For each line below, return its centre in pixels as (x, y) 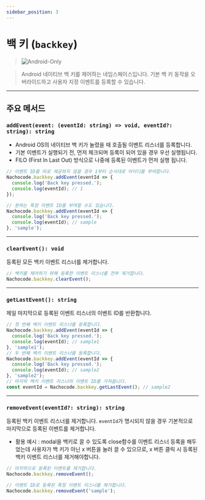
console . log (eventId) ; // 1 (48, 189)
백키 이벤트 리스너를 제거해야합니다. (58, 457)
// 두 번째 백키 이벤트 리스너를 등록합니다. (54, 353)
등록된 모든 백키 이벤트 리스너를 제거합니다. (58, 262)
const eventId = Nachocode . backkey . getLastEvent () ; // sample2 (88, 387)
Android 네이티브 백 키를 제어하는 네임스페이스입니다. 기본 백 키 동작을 (105, 74)
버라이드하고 (36, 82)
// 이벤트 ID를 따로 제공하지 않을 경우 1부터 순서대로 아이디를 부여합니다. (89, 172)
